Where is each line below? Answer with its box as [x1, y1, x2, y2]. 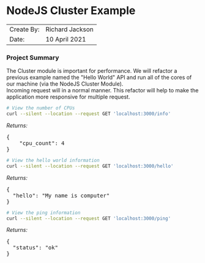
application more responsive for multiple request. [6, 93, 130, 101]
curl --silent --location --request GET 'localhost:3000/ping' [6, 215, 171, 221]
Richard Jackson [45, 25, 94, 34]
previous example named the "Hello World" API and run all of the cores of [6, 74, 192, 81]
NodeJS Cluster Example [6, 4, 136, 18]
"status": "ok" [12, 244, 58, 251]
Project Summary [6, 53, 59, 62]
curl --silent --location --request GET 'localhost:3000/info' [6, 111, 171, 117]
